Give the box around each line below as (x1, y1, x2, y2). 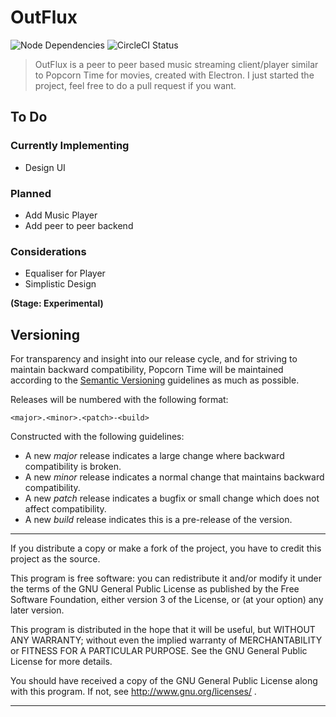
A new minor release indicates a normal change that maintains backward (24, 471, 325, 483)
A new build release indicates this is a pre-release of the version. (24, 514, 293, 526)
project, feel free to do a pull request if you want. (34, 79, 237, 91)
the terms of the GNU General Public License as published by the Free (10, 583, 300, 595)
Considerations (10, 244, 87, 258)
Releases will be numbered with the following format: (10, 394, 229, 406)
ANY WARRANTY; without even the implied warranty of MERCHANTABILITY (10, 634, 323, 646)
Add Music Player (24, 209, 98, 221)
